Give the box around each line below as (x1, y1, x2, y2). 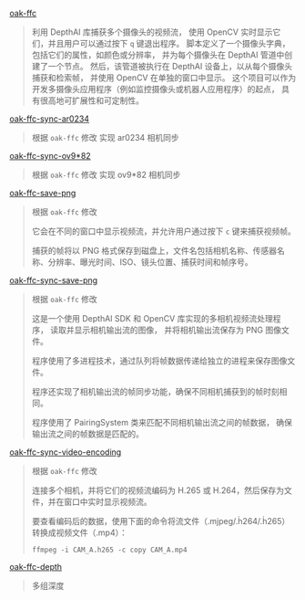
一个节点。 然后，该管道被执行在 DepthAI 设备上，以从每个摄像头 (47, 61, 293, 71)
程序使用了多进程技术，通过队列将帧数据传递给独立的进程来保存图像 (31, 355, 288, 366)
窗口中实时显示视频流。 (63, 497, 152, 507)
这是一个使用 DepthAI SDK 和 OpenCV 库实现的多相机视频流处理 (31, 313, 273, 323)
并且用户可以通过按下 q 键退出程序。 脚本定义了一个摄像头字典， (47, 38, 290, 48)
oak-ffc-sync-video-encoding (9, 447, 122, 458)
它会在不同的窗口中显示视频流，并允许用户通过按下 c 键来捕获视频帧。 (31, 226, 296, 237)
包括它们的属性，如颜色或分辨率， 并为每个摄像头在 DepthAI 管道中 (31, 49, 285, 60)
